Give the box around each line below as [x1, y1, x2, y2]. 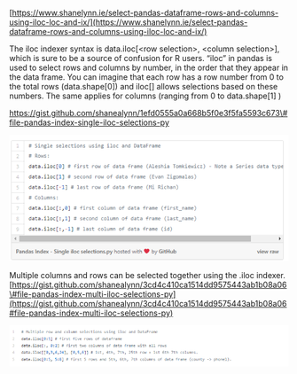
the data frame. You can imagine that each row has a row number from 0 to [9, 72, 284, 82]
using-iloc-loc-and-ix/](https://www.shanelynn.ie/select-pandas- [9, 17, 248, 27]
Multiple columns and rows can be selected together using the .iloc [9, 270, 255, 281]
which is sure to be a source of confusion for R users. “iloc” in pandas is [9, 53, 273, 63]
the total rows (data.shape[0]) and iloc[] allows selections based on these [9, 82, 278, 91]
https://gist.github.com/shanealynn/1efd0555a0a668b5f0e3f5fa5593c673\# [9, 108, 288, 118]
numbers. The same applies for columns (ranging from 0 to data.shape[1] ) [9, 90, 282, 101]
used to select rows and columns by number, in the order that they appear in [9, 62, 289, 73]
